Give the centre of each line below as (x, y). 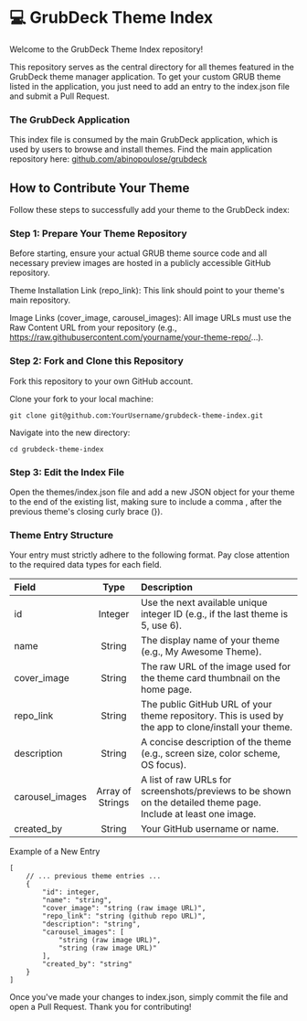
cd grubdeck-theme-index (57, 449)
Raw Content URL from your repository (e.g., (93, 328)
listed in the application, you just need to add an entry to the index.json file (150, 86)
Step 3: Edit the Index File (67, 472)
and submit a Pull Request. (59, 96)
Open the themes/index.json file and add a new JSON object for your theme (152, 492)
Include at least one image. (198, 814)
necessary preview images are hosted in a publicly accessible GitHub (140, 263)
